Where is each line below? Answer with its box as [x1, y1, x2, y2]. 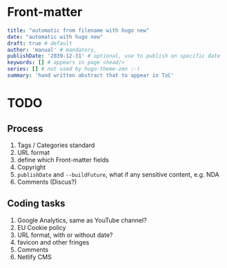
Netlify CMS [17, 253, 52, 261]
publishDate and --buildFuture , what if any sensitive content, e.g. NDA [17, 170, 219, 178]
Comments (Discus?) [17, 178, 77, 186]
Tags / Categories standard [17, 141, 95, 149]
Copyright [17, 163, 46, 171]
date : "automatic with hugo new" [7, 33, 103, 40]
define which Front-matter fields [17, 155, 109, 164]
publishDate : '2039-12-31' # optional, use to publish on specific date [7, 52, 221, 59]
